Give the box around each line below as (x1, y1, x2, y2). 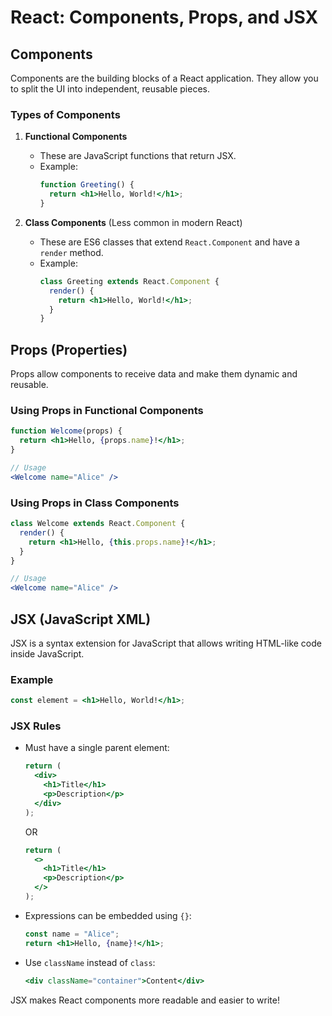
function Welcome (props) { (10, 426, 123, 436)
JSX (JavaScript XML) (10, 611, 152, 628)
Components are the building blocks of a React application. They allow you (10, 72, 319, 84)
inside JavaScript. (10, 648, 85, 660)
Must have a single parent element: (24, 742, 170, 754)
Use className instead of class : (24, 956, 156, 968)
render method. (39, 246, 104, 258)
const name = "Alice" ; (24, 929, 120, 939)
